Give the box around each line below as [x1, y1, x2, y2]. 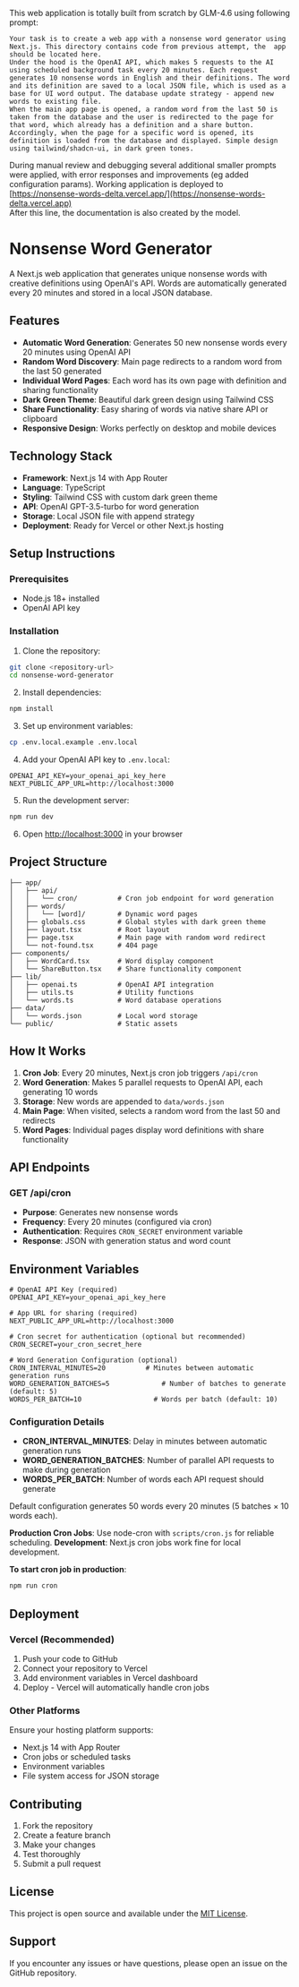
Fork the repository [21, 1820, 94, 1831]
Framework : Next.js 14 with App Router [21, 472, 168, 483]
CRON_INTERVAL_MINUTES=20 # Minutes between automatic [9, 1364, 254, 1373]
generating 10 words [21, 1086, 98, 1097]
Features [9, 313, 60, 329]
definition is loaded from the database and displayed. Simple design [9, 136, 278, 145]
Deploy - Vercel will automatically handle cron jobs [21, 1682, 210, 1692]
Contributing [9, 1796, 82, 1811]
